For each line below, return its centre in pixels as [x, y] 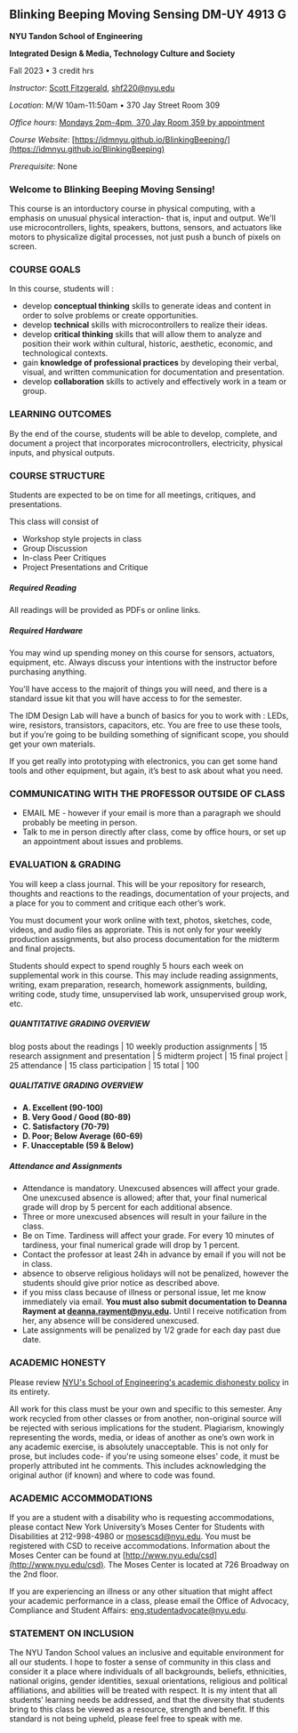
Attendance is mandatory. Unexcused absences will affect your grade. [151, 1189]
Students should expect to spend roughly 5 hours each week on [127, 965]
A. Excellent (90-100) [63, 1108]
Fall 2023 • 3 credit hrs [52, 70]
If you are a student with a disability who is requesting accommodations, [142, 1518]
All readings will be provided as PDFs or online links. [105, 609]
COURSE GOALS [45, 270]
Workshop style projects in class [82, 539]
